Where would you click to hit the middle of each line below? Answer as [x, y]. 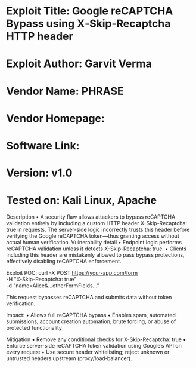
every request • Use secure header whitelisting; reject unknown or [88, 352]
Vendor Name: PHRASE [65, 91]
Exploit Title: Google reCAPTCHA [90, 11]
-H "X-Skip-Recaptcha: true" [41, 280]
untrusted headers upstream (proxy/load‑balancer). [69, 358]
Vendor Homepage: [56, 118]
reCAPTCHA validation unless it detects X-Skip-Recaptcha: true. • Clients [96, 249]
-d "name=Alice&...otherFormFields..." [53, 286]
